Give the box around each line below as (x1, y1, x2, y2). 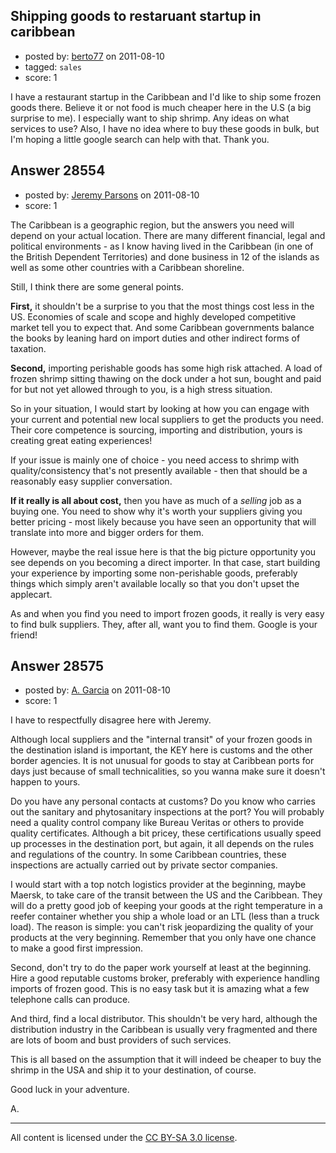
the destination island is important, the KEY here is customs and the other (10, 744, 313, 756)
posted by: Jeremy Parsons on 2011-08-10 (24, 189, 200, 201)
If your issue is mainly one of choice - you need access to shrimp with (10, 454, 300, 466)
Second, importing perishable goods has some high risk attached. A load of (10, 362, 323, 374)
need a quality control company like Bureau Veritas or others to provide (10, 817, 305, 829)
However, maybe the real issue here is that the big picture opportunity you (10, 545, 317, 558)
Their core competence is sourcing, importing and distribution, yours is (10, 424, 303, 436)
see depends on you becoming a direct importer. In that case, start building (10, 556, 321, 568)
